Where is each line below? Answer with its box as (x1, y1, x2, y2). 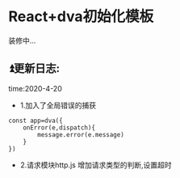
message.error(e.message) (37, 130, 125, 138)
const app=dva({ (8, 117, 63, 125)
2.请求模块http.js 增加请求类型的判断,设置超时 (19, 159, 172, 170)
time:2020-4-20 (8, 83, 62, 93)
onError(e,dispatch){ (23, 123, 95, 132)
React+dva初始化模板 (8, 7, 154, 26)
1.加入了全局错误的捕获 (19, 100, 97, 110)
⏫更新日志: (8, 61, 61, 75)
